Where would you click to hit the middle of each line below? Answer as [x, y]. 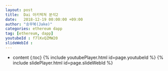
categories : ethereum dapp [34, 29]
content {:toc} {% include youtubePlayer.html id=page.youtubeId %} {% [88, 57]
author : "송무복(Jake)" [29, 24]
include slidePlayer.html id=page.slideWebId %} [63, 63]
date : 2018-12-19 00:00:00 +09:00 [44, 19]
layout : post [19, 10]
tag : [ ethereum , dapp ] [29, 33]
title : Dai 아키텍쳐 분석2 [32, 15]
